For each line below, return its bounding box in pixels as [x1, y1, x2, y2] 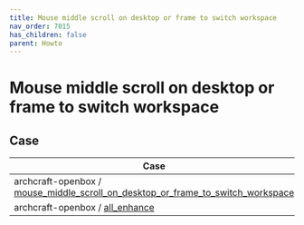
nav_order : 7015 [9, 22, 71, 31]
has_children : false [9, 30, 88, 39]
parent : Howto [9, 38, 63, 48]
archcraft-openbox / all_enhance [14, 201, 155, 214]
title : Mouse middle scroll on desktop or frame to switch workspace [9, 13, 278, 23]
